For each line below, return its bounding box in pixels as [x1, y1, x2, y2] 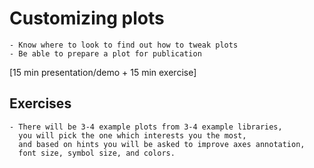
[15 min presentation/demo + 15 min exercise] [9, 66, 197, 78]
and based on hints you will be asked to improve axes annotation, [18, 139, 306, 149]
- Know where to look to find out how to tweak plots [9, 40, 239, 50]
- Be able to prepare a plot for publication [9, 48, 202, 59]
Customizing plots [9, 7, 165, 30]
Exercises [9, 95, 72, 112]
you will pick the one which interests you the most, [18, 130, 247, 141]
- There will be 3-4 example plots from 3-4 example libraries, [9, 122, 283, 132]
